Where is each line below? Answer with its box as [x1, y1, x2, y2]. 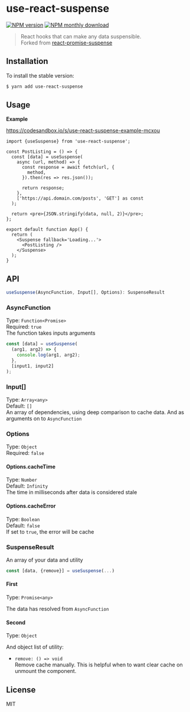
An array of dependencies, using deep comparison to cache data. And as [6, 408, 185, 416]
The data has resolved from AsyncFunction [6, 605, 109, 612]
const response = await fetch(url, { [21, 165, 115, 171]
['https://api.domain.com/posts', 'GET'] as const [17, 195, 144, 201]
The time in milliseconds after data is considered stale [6, 489, 137, 496]
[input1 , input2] [11, 363, 54, 369]
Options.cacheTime [6, 463, 56, 470]
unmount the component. [14, 668, 77, 675]
